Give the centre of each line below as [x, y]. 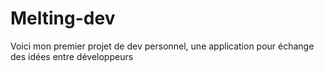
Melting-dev [63, 18]
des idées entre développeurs [72, 56]
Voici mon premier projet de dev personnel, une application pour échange [162, 46]
